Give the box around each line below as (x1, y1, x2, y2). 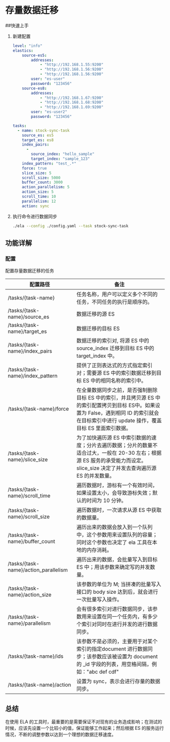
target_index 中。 (76, 352, 118, 359)
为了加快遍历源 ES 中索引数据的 (76, 434, 152, 442)
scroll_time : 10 (22, 194, 56, 199)
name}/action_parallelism (8, 566, 68, 574)
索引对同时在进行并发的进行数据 (81, 621, 158, 628)
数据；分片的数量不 (112, 442, 158, 449)
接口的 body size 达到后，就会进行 (76, 588, 158, 595)
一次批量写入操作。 (76, 596, 122, 603)
